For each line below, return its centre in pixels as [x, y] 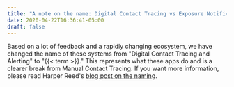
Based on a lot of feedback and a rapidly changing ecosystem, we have [110, 47]
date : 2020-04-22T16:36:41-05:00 [56, 20]
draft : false [26, 26]
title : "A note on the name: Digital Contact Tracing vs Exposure [106, 14]
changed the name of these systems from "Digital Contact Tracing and [109, 54]
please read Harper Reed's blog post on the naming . [83, 76]
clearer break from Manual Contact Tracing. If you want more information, [113, 69]
